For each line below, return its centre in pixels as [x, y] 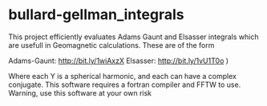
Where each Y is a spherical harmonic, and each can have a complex [122, 76]
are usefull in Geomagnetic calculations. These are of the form [111, 45]
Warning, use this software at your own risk [80, 92]
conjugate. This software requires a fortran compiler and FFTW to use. [125, 84]
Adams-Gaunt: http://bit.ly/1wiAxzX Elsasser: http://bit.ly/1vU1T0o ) [119, 61]
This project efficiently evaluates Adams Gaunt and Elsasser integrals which [133, 37]
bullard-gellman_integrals [96, 15]
